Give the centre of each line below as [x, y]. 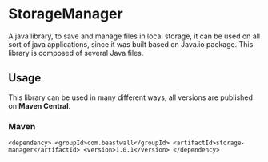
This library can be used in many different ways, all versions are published [131, 97]
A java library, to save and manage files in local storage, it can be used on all [134, 36]
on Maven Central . [40, 105]
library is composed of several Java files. [76, 53]
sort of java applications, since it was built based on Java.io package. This [131, 44]
